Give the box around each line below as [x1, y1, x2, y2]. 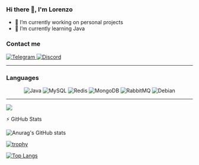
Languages [6, 73, 40, 82]
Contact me [6, 40, 41, 48]
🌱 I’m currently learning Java [14, 25, 85, 32]
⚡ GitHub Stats [6, 115, 42, 122]
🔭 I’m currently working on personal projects [14, 19, 123, 26]
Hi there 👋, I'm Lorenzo [6, 5, 73, 14]
